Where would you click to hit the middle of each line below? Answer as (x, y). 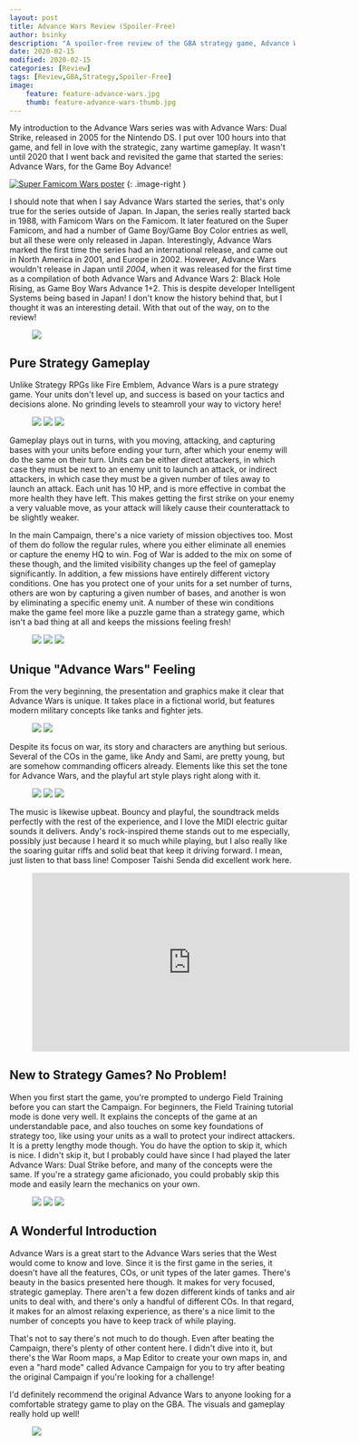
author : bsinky (38, 34)
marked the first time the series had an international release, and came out (149, 250)
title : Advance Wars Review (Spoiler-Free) (93, 26)
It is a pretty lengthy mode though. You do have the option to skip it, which (148, 1145)
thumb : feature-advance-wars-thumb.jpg (101, 102)
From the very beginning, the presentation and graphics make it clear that (147, 691)
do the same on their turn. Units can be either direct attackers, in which (142, 460)
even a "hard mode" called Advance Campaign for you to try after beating (147, 1367)
